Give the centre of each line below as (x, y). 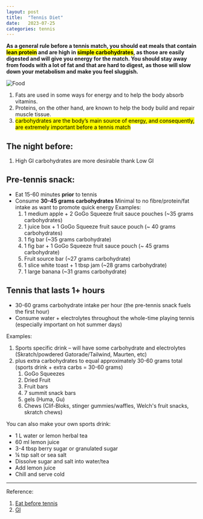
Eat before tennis (36, 503)
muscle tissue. (33, 114)
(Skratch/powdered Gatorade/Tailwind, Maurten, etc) (81, 354)
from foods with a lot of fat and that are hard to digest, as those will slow (99, 65)
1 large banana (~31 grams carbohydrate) (75, 271)
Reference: (20, 491)
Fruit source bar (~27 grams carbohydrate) (77, 258)
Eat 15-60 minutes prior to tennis (56, 194)
